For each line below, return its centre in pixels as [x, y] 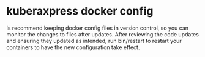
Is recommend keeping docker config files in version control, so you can [97, 28]
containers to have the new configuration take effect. [73, 47]
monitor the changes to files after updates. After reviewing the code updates [102, 34]
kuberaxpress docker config [80, 11]
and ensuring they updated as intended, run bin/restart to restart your [94, 41]
